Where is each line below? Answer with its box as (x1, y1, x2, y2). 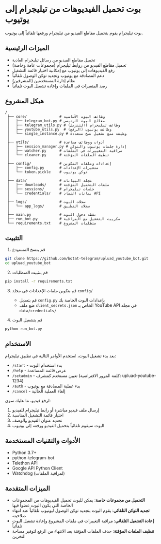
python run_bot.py (5, 326, 42, 331)
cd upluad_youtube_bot (5, 261, 51, 266)
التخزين (12, 533, 26, 539)
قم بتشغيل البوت (12, 317, 43, 322)
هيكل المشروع (5, 97, 44, 105)
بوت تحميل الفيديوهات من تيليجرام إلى (5, 3, 141, 15)
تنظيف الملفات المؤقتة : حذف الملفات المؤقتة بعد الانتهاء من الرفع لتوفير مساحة (12, 528, 154, 534)
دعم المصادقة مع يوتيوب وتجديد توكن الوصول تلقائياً (12, 72, 104, 78)
